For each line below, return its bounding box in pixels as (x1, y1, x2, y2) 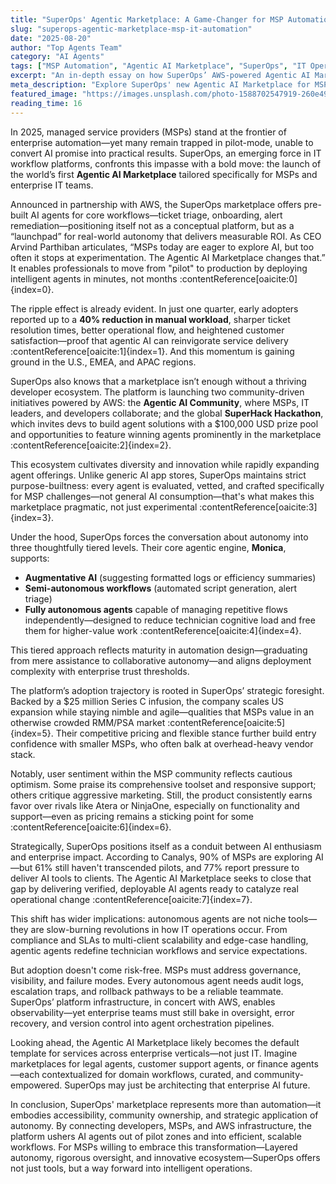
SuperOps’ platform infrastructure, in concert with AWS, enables (10, 996, 276, 1008)
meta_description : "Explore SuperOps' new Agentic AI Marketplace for (10, 80, 311, 90)
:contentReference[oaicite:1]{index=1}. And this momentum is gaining (10, 345, 295, 357)
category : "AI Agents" (10, 52, 105, 62)
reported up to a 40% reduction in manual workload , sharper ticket (10, 313, 291, 325)
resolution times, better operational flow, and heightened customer (10, 324, 285, 336)
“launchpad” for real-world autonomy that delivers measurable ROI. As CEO (10, 230, 322, 242)
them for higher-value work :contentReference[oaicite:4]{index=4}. (24, 624, 302, 636)
